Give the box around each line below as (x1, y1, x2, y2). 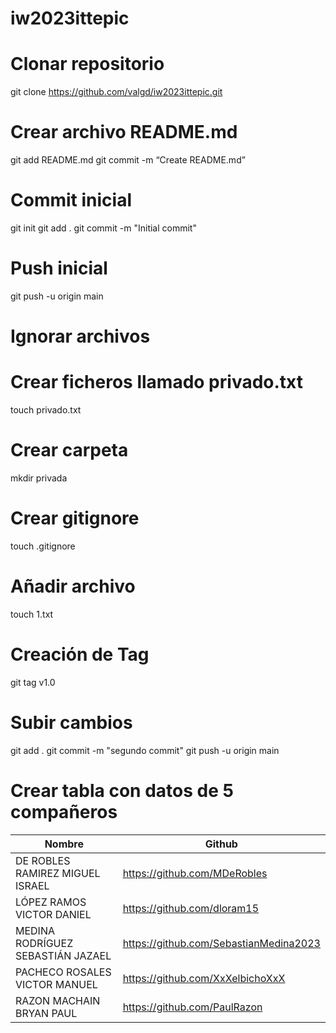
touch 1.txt (10, 608, 54, 620)
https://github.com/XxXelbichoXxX (122, 971, 286, 985)
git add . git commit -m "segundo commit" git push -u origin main (10, 744, 280, 756)
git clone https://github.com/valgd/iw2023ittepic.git (10, 86, 223, 98)
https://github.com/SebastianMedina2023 (122, 936, 321, 950)
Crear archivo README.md (10, 121, 238, 144)
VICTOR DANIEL (15, 907, 92, 921)
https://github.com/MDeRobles (122, 866, 268, 880)
